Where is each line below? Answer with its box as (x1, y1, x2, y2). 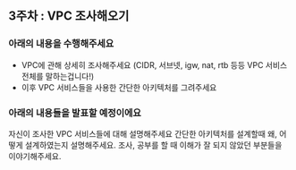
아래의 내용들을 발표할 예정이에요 (8, 106, 142, 119)
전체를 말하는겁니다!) (21, 71, 95, 81)
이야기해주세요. (8, 150, 62, 161)
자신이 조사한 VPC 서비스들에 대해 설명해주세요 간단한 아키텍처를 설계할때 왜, (8, 128, 278, 139)
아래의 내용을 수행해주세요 (8, 38, 114, 50)
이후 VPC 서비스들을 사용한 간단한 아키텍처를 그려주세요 (21, 81, 217, 92)
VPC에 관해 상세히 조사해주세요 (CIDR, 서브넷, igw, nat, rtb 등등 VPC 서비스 (21, 59, 288, 70)
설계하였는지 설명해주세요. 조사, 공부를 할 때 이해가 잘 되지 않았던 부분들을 (24, 140, 283, 150)
